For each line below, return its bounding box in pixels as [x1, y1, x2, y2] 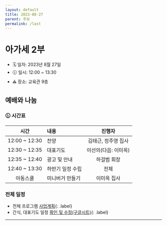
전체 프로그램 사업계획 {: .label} [12, 203, 73, 209]
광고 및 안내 [47, 156, 73, 163]
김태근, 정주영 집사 [87, 137, 129, 144]
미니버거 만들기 [47, 175, 81, 182]
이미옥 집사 [96, 175, 121, 182]
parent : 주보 [5, 16, 30, 21]
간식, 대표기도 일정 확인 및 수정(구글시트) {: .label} [12, 210, 109, 216]
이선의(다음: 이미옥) [86, 146, 130, 153]
